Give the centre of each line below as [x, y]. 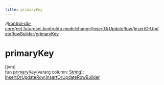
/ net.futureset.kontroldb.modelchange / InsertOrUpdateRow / [74, 28]
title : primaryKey [24, 9]
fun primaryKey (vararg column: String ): [45, 72]
